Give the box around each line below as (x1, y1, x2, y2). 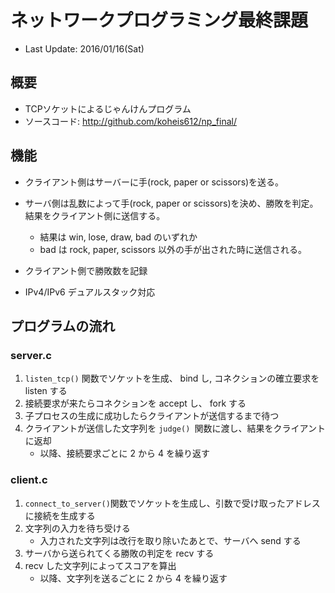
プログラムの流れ (10, 317, 116, 335)
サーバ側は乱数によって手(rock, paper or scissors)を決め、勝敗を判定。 (24, 197, 319, 209)
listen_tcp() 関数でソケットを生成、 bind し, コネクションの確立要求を (24, 372, 320, 385)
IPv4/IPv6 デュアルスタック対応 (24, 286, 156, 298)
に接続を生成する (24, 509, 96, 521)
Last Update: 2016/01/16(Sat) (24, 42, 145, 55)
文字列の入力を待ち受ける (24, 522, 131, 534)
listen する (24, 385, 68, 397)
